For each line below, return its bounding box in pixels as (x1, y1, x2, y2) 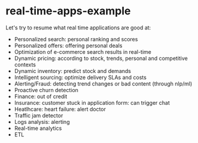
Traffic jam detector (14, 112, 63, 119)
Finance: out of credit (14, 93, 68, 100)
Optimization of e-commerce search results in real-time (14, 48, 152, 55)
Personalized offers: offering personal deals (14, 42, 123, 49)
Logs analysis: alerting (14, 118, 70, 125)
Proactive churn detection (14, 86, 79, 93)
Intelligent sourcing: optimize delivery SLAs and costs (14, 74, 147, 81)
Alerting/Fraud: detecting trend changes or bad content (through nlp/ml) (14, 80, 193, 87)
